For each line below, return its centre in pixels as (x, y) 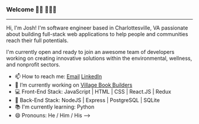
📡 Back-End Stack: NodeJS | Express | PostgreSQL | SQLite (87, 100)
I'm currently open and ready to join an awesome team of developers (90, 52)
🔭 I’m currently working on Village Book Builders (73, 85)
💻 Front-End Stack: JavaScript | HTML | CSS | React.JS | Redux (93, 92)
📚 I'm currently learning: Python (54, 107)
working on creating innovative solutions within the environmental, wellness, (99, 58)
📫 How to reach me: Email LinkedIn (58, 77)
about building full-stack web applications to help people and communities (97, 34)
